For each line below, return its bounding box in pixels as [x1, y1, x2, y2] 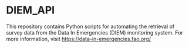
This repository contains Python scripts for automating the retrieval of [6, 23, 175, 30]
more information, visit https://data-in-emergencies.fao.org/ [6, 35, 151, 42]
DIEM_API [6, 4, 55, 17]
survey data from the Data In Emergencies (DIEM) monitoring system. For [6, 29, 183, 36]
